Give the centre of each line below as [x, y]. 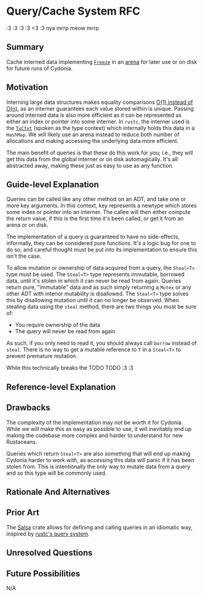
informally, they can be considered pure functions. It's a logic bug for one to [101, 243]
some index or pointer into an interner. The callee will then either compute [98, 212]
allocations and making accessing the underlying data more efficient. [92, 140]
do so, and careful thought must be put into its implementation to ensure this [102, 250]
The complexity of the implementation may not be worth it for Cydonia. [95, 422]
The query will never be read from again [65, 331]
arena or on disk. [27, 225]
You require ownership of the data [58, 325]
